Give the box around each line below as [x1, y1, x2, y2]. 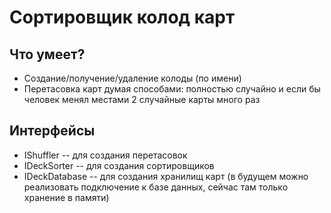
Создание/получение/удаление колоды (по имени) [23, 72, 242, 84]
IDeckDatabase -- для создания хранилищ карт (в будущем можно [23, 170, 309, 182]
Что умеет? [9, 46, 86, 63]
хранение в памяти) [23, 191, 110, 203]
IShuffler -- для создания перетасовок [23, 149, 188, 161]
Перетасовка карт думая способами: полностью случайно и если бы [23, 83, 321, 95]
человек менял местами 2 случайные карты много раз [23, 94, 261, 105]
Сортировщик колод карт [9, 6, 236, 29]
